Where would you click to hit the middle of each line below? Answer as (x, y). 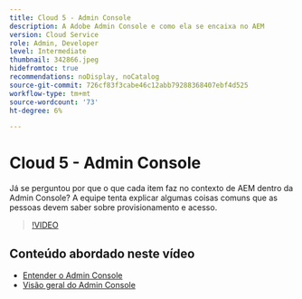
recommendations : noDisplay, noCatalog (85, 77)
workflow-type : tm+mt (50, 93)
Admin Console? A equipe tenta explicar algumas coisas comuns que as (144, 198)
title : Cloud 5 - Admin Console (70, 18)
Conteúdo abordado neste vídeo (102, 253)
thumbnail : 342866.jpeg (54, 60)
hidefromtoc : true (44, 69)
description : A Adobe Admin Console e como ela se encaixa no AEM (137, 26)
